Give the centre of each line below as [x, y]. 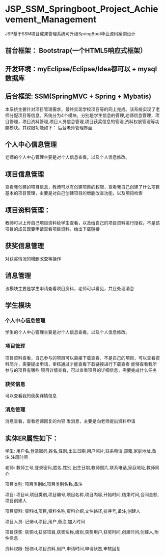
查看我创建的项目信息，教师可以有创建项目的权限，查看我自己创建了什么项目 [82, 187]
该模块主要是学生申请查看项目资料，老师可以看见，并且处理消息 [69, 288]
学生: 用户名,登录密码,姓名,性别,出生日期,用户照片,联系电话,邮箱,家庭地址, [79, 451]
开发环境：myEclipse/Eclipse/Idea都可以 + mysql [81, 69]
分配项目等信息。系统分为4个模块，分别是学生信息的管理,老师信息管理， [82, 115]
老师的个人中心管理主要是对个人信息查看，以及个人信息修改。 [68, 157]
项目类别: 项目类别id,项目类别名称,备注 [44, 484]
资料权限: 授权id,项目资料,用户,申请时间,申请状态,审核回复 [63, 548]
